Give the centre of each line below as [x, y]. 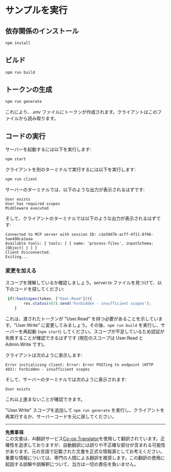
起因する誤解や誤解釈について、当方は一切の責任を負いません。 [72, 464]
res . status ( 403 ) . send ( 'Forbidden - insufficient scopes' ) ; [88, 303]
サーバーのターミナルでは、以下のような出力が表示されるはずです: [75, 189]
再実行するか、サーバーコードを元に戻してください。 [61, 416]
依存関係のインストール [42, 31]
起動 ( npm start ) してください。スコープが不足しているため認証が [96, 331]
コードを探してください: [39, 289]
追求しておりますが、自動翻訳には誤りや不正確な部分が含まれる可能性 [92, 445]
